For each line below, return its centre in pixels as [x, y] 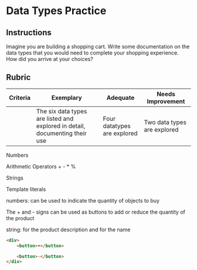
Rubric [18, 77]
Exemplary [67, 97]
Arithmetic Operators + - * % [41, 166]
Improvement [166, 101]
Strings [15, 178]
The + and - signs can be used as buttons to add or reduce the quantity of [96, 212]
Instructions [29, 33]
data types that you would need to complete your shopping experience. [92, 53]
